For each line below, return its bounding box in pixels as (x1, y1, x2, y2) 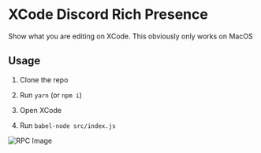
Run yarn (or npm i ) (19, 90, 83, 100)
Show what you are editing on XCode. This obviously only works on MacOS (8, 31, 254, 41)
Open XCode (19, 105, 62, 115)
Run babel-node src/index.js (19, 120, 116, 130)
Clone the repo (19, 75, 69, 84)
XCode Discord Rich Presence (8, 5, 209, 24)
